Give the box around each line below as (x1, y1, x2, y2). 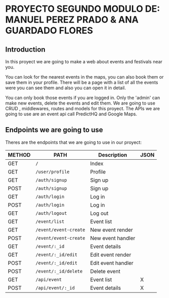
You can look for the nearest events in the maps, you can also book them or (5, 74, 164, 80)
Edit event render (90, 251, 131, 258)
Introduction (5, 45, 46, 54)
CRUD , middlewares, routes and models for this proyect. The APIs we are (5, 106, 160, 111)
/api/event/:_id (35, 285, 75, 291)
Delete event (90, 267, 121, 275)
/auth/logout (35, 210, 67, 216)
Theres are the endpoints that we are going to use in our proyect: (5, 139, 142, 145)
